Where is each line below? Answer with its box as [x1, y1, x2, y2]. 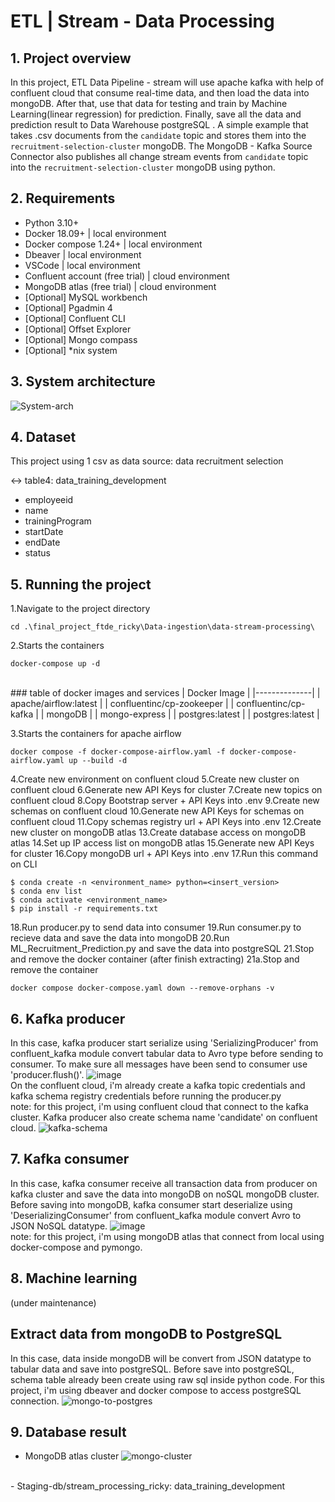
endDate [24, 536, 61, 549]
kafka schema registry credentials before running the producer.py [10, 1090, 282, 1102]
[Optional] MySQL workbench [24, 291, 148, 303]
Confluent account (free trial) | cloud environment [24, 270, 230, 282]
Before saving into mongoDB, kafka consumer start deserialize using [10, 1198, 293, 1210]
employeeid [24, 494, 74, 506]
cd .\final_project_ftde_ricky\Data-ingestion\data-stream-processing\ [10, 622, 315, 632]
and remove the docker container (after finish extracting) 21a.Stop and [10, 953, 300, 965]
